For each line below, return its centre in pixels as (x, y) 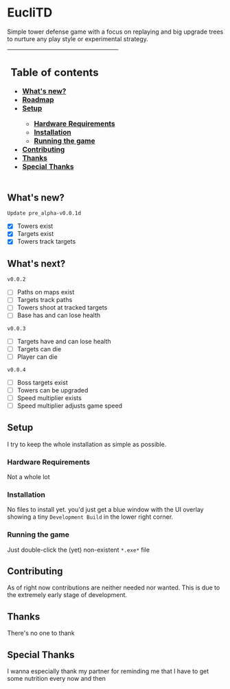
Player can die (37, 357)
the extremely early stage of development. (67, 595)
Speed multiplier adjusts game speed (69, 406)
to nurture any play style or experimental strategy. (78, 38)
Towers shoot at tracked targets (62, 307)
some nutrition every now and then (57, 679)
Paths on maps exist (46, 292)
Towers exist (35, 226)
